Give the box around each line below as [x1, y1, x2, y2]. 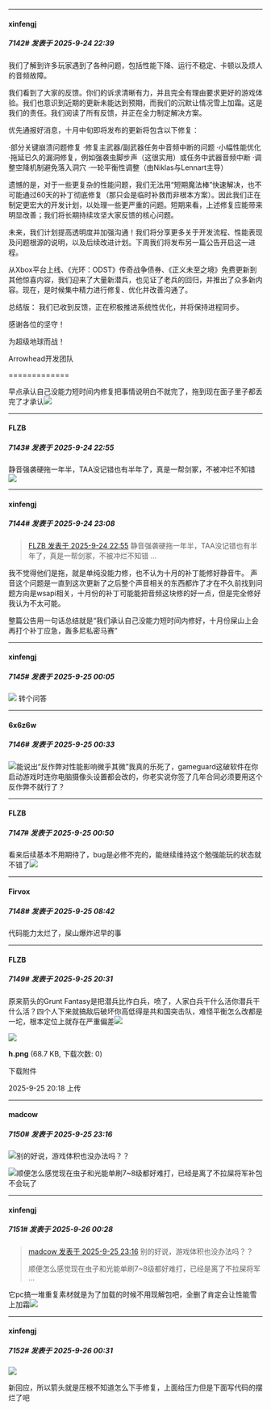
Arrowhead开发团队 [8, 354, 74, 363]
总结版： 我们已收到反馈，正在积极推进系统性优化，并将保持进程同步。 [8, 302, 244, 311]
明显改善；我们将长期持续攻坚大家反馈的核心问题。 [8, 210, 178, 219]
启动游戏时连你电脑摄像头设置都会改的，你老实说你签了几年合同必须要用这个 [8, 772, 263, 781]
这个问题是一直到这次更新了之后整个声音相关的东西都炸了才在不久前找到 [15, 578, 256, 587]
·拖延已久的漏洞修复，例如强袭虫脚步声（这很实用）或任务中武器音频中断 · [8, 152, 256, 162]
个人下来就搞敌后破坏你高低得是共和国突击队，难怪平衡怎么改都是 [43, 1006, 263, 1016]
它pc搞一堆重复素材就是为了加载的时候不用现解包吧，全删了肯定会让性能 [8, 1289, 250, 1299]
